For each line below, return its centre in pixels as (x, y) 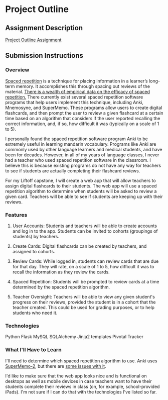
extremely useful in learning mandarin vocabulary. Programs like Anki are (81, 144)
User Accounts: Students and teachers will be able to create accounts (85, 226)
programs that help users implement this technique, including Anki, (74, 102)
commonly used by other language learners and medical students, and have (84, 149)
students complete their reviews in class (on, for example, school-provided (82, 386)
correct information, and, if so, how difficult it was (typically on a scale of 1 (82, 124)
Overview (17, 70)
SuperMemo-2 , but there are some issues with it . (56, 366)
